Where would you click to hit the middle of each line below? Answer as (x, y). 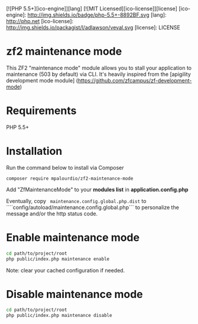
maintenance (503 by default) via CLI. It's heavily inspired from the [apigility (98, 74)
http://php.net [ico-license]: (40, 21)
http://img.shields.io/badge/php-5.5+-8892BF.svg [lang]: (97, 15)
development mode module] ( (42, 80)
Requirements (41, 111)
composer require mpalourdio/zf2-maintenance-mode (70, 178)
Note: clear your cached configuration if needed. (66, 270)
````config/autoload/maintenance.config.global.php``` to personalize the (92, 207)
